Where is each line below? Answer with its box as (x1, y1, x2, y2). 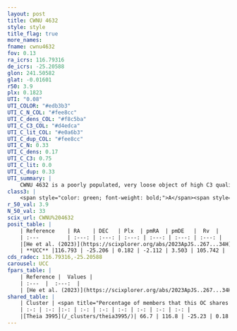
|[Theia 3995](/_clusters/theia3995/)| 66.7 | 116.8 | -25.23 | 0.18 (20, 313, 229, 320)
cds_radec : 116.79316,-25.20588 (7, 254, 102, 261)
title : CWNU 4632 (7, 17, 59, 24)
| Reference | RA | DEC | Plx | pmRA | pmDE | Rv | (20, 227, 219, 234)
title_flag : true (7, 30, 59, 37)
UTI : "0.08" (7, 96, 42, 103)
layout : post (7, 10, 46, 18)
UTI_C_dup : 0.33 (7, 168, 55, 175)
